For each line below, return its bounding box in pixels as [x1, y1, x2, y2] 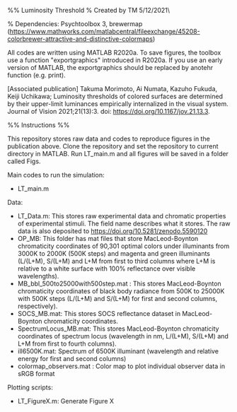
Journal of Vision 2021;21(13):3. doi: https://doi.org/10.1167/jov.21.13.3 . [7, 107, 210, 115]
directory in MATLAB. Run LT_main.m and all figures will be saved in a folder [7, 150, 229, 158]
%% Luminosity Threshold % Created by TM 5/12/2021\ [7, 6, 170, 14]
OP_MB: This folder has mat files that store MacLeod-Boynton [17, 235, 199, 242]
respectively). [17, 302, 58, 310]
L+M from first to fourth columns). [17, 339, 117, 348]
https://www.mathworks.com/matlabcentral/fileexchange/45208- [9, 28, 200, 35]
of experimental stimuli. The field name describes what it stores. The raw [17, 219, 231, 228]
